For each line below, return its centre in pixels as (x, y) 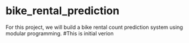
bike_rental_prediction (63, 11)
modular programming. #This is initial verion (60, 33)
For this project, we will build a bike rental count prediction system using (94, 27)
